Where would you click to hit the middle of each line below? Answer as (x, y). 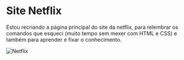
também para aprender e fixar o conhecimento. (64, 39)
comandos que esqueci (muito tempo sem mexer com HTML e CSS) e (92, 33)
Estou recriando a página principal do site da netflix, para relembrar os (92, 27)
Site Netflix (34, 11)
